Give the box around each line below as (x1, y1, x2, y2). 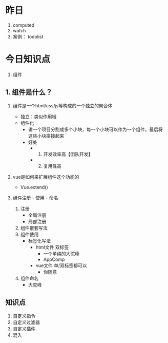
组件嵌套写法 (20, 224, 48, 231)
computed (12, 22, 35, 28)
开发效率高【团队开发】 (43, 151, 93, 157)
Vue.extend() (20, 184, 49, 190)
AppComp (43, 256, 65, 262)
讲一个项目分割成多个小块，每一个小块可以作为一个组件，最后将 (28, 126, 163, 132)
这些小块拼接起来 (28, 132, 65, 139)
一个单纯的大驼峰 (43, 250, 79, 257)
